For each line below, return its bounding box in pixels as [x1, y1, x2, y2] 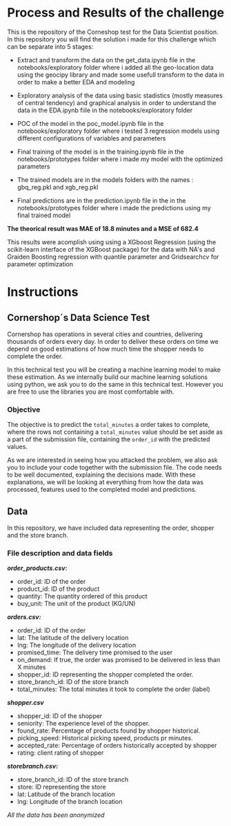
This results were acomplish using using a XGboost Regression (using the [7, 237, 217, 246]
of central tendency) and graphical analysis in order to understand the [17, 98, 217, 107]
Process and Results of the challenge [7, 5, 225, 21]
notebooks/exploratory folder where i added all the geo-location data [17, 63, 214, 71]
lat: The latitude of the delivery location [17, 634, 129, 642]
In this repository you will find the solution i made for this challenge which [7, 35, 217, 43]
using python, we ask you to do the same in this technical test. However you [7, 380, 223, 388]
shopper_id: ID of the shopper [17, 712, 103, 720]
